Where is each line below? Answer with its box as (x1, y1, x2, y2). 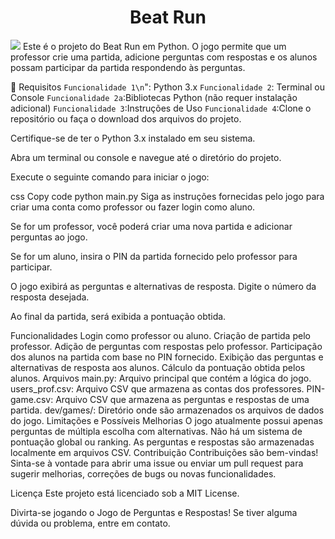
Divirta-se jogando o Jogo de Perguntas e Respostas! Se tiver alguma (10, 506, 298, 518)
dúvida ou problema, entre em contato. (10, 517, 171, 529)
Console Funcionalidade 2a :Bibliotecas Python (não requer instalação (10, 91, 298, 103)
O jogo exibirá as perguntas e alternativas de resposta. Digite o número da (10, 280, 317, 292)
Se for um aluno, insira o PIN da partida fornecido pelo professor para (10, 250, 298, 262)
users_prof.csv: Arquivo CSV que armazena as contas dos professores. (10, 382, 305, 395)
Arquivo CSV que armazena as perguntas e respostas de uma (55, 393, 310, 405)
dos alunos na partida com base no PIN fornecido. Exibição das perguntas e (10, 351, 324, 363)
